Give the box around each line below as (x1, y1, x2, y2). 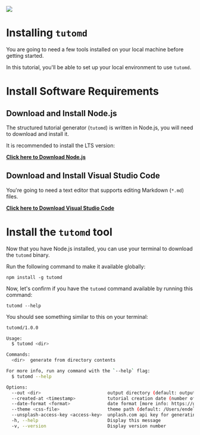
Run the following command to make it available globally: (6, 263, 146, 270)
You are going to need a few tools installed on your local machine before (6, 45, 184, 53)
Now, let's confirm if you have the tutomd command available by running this (6, 285, 193, 292)
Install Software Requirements (6, 85, 159, 98)
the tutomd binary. (6, 251, 50, 259)
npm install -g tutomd (6, 274, 62, 280)
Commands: (6, 352, 31, 358)
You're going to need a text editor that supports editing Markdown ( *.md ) (6, 187, 185, 194)
